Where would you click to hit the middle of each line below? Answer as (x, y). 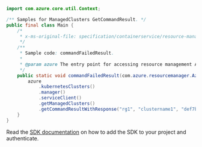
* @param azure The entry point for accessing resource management (106, 64)
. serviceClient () (60, 98)
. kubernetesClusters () (67, 87)
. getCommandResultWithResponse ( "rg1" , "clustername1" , (109, 109)
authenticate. (23, 138)
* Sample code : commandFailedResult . (67, 53)
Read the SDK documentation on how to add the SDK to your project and (96, 132)
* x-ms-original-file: (48, 36)
